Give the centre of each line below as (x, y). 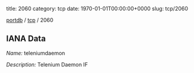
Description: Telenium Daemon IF (47, 64)
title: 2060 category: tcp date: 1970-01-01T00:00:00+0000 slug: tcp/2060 (97, 9)
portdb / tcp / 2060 (30, 20)
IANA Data (26, 39)
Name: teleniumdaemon (36, 53)
